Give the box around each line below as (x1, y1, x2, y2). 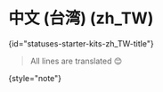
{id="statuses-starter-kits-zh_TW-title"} (8, 38, 154, 49)
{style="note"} (8, 72, 62, 83)
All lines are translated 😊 (29, 55, 123, 66)
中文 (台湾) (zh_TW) (8, 8, 154, 29)
